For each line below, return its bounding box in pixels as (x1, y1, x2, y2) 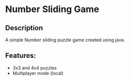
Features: (5, 51, 36, 60)
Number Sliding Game (5, 4, 100, 15)
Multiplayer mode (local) (12, 70, 64, 76)
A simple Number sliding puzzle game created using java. (5, 37, 125, 43)
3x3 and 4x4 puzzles (12, 64, 57, 71)
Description (5, 24, 43, 32)
